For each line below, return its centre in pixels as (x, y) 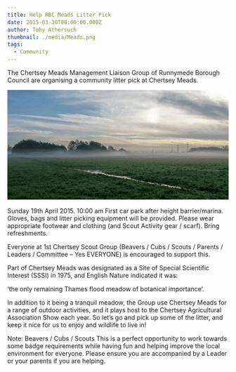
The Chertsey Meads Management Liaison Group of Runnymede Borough (113, 73)
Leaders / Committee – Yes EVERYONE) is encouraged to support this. (109, 254)
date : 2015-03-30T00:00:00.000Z (54, 22)
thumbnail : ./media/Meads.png (52, 37)
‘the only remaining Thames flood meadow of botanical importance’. (106, 288)
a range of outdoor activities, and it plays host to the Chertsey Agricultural (114, 310)
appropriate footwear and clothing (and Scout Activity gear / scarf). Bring (113, 225)
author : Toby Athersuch (42, 29)
